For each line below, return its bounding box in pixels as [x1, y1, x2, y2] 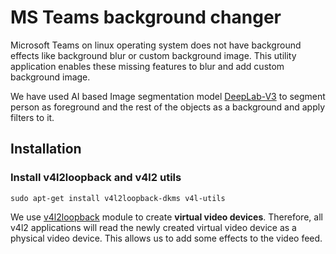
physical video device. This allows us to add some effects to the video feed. [10, 232, 323, 244]
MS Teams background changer [10, 6, 282, 29]
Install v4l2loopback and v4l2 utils [10, 171, 182, 185]
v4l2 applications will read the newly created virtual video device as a [10, 221, 297, 233]
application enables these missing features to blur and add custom [10, 60, 285, 72]
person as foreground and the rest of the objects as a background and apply [10, 101, 326, 113]
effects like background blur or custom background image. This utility [10, 49, 297, 61]
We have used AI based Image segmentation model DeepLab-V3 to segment [10, 90, 326, 102]
